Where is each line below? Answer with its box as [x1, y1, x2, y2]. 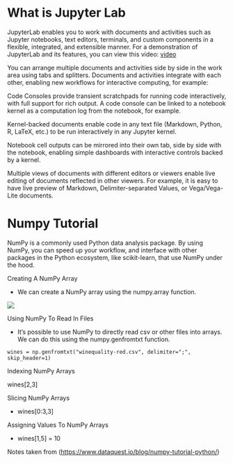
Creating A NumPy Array [7, 274, 78, 282]
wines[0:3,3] [17, 407, 54, 415]
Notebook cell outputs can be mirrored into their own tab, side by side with [7, 140, 222, 149]
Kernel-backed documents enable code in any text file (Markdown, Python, [7, 120, 223, 128]
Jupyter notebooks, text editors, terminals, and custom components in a [7, 35, 214, 43]
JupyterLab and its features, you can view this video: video [7, 50, 177, 58]
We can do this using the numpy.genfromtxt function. [17, 335, 170, 343]
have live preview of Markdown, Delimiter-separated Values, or [7, 184, 188, 192]
